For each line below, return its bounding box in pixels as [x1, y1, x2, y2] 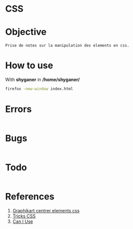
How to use [5, 60, 53, 71]
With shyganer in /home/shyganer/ [5, 77, 80, 83]
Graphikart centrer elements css [12, 207, 80, 213]
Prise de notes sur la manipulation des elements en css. [5, 43, 129, 48]
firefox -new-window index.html [5, 87, 73, 92]
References [5, 190, 54, 202]
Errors [5, 103, 32, 115]
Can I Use [12, 218, 33, 224]
